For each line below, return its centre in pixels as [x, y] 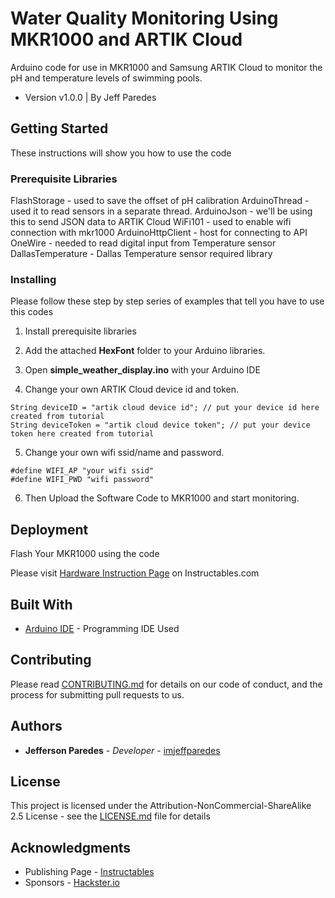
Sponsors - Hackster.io [72, 883]
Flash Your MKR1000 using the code [85, 554]
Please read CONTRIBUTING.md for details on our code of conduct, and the [166, 684]
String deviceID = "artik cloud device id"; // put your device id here [165, 408]
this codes [32, 312]
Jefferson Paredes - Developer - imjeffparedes [122, 750]
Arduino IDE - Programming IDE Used [102, 628]
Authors [36, 726]
